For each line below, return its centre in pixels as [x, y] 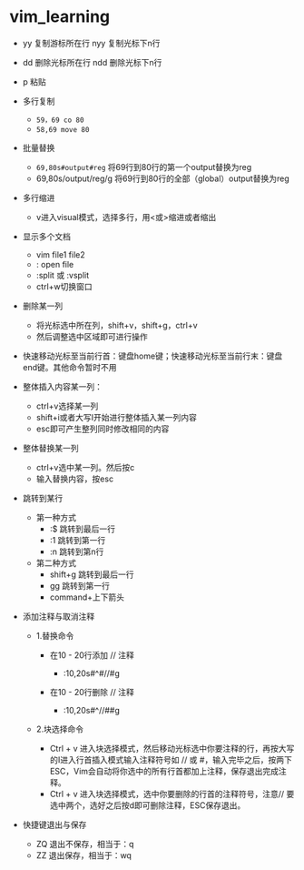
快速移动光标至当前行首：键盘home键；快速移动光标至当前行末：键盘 [152, 356]
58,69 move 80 [63, 129]
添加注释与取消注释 [59, 616]
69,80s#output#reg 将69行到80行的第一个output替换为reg [144, 167]
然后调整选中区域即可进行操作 [92, 336]
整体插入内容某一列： [62, 386]
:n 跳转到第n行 [77, 551]
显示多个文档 [46, 236]
